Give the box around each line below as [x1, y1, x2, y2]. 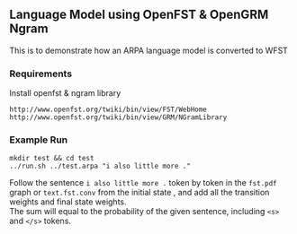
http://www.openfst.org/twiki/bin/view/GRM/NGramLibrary [9, 113, 228, 122]
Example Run [9, 134, 68, 146]
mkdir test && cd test [9, 154, 94, 163]
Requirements [9, 67, 73, 80]
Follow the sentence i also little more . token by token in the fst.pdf [9, 178, 277, 188]
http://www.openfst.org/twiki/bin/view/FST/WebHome [9, 105, 207, 115]
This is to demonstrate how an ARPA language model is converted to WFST [9, 45, 288, 56]
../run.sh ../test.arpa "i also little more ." [9, 161, 192, 171]
